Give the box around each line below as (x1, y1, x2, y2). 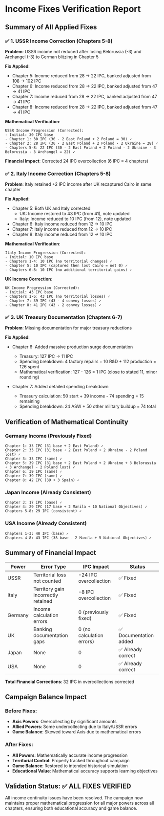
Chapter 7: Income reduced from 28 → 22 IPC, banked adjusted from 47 (12, 93, 157, 99)
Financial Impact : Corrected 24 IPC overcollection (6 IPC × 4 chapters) (5, 158, 149, 164)
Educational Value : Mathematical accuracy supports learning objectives (12, 768, 158, 773)
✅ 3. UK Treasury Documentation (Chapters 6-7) (5, 314, 123, 321)
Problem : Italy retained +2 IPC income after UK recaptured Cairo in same (5, 181, 152, 187)
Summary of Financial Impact (5, 549, 97, 557)
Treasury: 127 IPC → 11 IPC (19, 353, 73, 359)
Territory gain (33, 585, 64, 592)
